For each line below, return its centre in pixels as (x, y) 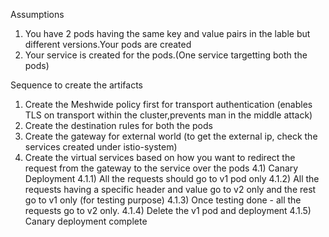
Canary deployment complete (86, 221)
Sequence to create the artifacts (76, 85)
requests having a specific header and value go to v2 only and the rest (170, 189)
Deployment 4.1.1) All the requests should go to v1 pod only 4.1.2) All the (172, 178)
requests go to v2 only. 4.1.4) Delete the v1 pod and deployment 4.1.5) (168, 210)
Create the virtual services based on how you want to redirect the (160, 157)
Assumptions (37, 14)
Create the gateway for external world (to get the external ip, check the (171, 136)
